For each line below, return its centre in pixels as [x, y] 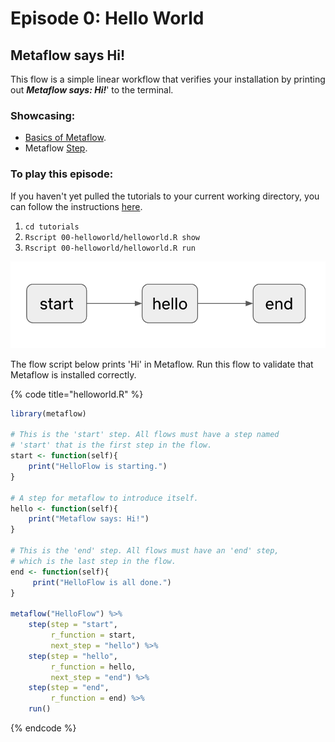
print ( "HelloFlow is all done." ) [102, 582]
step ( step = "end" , [69, 688]
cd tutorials [52, 227]
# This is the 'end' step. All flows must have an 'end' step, [145, 551]
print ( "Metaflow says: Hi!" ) [89, 519]
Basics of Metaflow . [65, 138]
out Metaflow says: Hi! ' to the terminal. [92, 90]
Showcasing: [43, 115]
